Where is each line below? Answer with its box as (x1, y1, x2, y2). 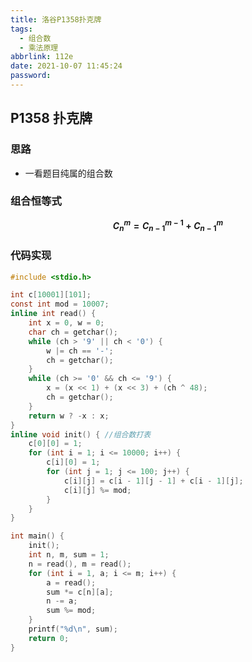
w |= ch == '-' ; (46, 346, 114, 356)
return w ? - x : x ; (28, 411, 110, 421)
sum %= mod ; (46, 606, 97, 616)
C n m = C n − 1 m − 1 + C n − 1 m (112, 217, 224, 234)
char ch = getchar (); (28, 327, 118, 337)
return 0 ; (28, 633, 70, 643)
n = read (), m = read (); (28, 559, 132, 569)
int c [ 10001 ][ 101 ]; (10, 290, 92, 300)
